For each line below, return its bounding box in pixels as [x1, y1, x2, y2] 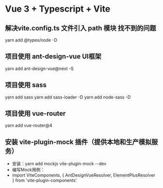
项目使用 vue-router [5, 109, 66, 118]
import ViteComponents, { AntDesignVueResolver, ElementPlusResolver [12, 172, 155, 178]
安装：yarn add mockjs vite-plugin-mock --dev [12, 161, 107, 167]
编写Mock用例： [12, 167, 45, 173]
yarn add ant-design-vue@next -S [5, 66, 74, 71]
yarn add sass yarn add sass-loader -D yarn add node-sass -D [5, 94, 131, 100]
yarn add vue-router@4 [5, 122, 52, 128]
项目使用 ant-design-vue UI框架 [5, 52, 102, 61]
